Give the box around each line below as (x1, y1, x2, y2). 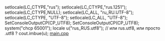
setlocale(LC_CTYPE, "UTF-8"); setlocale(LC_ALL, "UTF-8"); (4, 15, 128, 20)
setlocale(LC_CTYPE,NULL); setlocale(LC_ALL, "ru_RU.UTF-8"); (4, 9, 134, 15)
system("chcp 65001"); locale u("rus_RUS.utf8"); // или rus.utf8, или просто (4, 25, 161, 31)
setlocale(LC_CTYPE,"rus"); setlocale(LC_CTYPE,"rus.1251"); (4, 4, 127, 10)
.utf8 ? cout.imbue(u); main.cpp (4, 31, 69, 36)
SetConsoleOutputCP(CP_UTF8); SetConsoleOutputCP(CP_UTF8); (4, 20, 139, 26)
